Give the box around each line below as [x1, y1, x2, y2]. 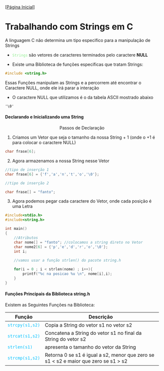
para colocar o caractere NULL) [12, 140, 76, 145]
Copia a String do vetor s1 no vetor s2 [44, 322, 133, 329]
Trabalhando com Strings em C [5, 21, 133, 32]
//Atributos [14, 235, 38, 240]
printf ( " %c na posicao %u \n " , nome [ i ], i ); [22, 271, 112, 276]
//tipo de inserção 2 [5, 181, 49, 185]
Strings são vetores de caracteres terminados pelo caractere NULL [12, 52, 148, 58]
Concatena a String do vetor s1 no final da [44, 330, 142, 336]
